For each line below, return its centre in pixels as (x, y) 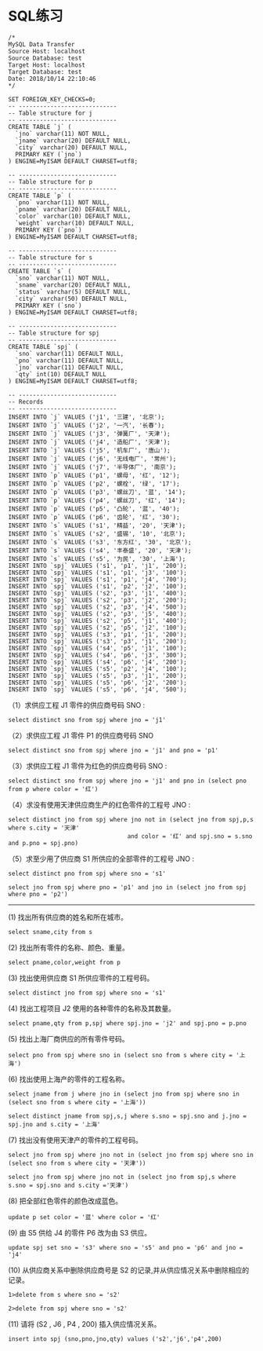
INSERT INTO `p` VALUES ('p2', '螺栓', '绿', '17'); (94, 484)
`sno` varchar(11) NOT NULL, (63, 278)
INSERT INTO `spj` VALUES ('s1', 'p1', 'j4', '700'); (98, 579)
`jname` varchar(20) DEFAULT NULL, (73, 141)
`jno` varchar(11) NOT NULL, (63, 134)
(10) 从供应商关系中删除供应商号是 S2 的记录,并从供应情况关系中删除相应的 (129, 1270)
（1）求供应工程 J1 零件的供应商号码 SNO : (77, 705)
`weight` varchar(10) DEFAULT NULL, (75, 223)
